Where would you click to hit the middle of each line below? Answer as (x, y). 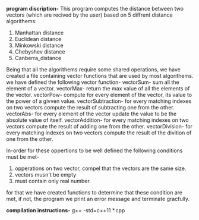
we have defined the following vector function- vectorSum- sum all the (93, 82)
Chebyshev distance (40, 52)
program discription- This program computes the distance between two (95, 9)
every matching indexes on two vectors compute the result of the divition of (99, 133)
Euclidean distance (38, 39)
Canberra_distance (38, 58)
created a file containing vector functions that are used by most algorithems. (100, 76)
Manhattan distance (39, 33)
